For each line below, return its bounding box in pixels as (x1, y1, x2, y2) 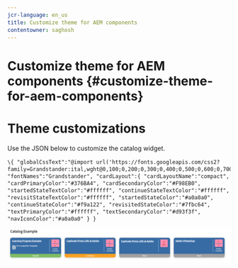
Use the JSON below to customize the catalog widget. (7, 144, 165, 152)
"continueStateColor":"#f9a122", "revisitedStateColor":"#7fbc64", (7, 201, 211, 208)
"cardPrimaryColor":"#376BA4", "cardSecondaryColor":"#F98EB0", (7, 179, 201, 187)
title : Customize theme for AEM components (7, 18, 138, 26)
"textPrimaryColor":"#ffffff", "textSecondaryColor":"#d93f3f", (7, 208, 201, 216)
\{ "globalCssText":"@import (7, 158, 93, 166)
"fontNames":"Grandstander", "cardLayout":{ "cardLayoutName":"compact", (7, 172, 230, 180)
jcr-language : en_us (7, 11, 69, 18)
